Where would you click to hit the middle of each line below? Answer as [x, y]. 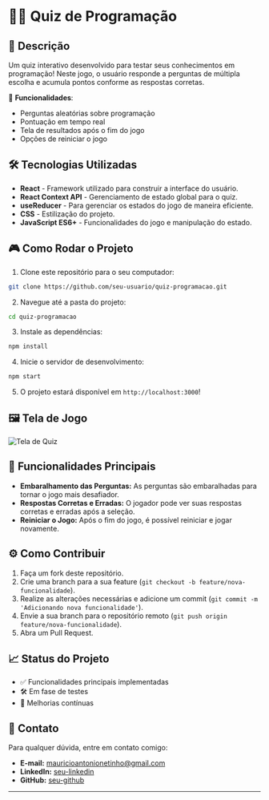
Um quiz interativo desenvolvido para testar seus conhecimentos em [122, 65]
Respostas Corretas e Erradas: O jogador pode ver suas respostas [131, 503]
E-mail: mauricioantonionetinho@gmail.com [92, 763]
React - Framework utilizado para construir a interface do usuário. [129, 188]
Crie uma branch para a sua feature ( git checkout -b [108, 581]
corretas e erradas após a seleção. [77, 511]
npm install [28, 347]
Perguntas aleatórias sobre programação [87, 113]
